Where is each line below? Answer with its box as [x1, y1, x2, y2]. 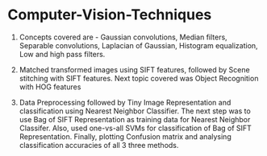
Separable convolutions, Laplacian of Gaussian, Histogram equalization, [19, 40, 259, 50]
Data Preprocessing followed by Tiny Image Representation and [19, 97, 232, 107]
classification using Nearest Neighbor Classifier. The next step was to [19, 106, 251, 116]
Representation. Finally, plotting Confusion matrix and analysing [19, 131, 232, 142]
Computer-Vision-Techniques [7, 6, 212, 24]
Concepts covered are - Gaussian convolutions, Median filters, [19, 32, 227, 42]
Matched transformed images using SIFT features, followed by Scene [19, 64, 251, 74]
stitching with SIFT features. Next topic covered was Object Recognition [19, 73, 259, 83]
